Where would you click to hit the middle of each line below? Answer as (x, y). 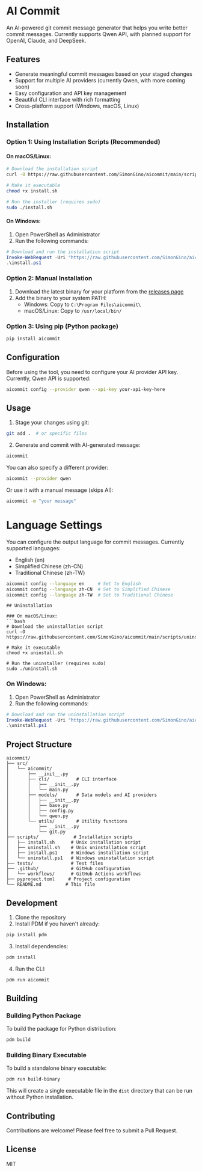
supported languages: (34, 548)
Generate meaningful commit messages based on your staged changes (103, 74)
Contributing (31, 1116)
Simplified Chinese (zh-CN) (49, 566)
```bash (16, 621)
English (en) (30, 560)
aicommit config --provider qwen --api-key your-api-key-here (86, 389)
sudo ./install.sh (29, 207)
